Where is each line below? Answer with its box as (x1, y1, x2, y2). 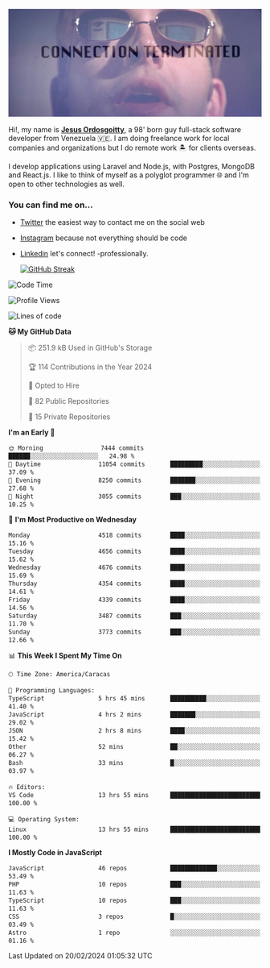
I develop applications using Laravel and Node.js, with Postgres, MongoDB (8, 162, 256, 172)
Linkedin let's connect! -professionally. (19, 249, 149, 259)
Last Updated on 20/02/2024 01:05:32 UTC (8, 951, 153, 961)
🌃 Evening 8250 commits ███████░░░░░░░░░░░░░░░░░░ (8, 476, 261, 484)
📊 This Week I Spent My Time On (8, 650, 122, 661)
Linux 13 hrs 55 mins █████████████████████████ (8, 825, 261, 834)
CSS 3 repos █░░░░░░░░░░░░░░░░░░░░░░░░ (8, 912, 261, 921)
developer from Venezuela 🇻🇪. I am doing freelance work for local (8, 134, 230, 143)
